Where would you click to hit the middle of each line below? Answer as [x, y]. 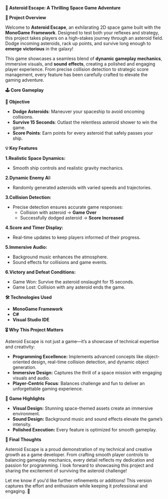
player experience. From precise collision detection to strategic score [77, 69]
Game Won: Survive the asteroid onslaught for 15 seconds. [73, 282]
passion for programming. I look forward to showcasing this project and [79, 465]
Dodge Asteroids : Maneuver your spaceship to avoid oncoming [78, 112]
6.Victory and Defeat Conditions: [40, 272]
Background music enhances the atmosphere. [60, 257]
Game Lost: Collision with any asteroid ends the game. [69, 287]
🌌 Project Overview [26, 17]
